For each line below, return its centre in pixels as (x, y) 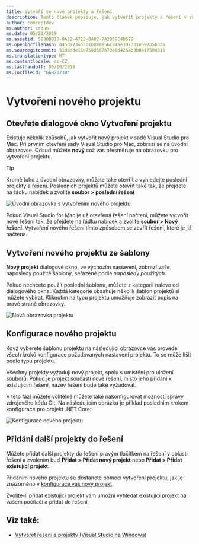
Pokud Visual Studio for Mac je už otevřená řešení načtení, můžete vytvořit (97, 215)
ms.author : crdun (28, 28)
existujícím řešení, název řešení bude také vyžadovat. (71, 385)
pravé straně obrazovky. (36, 304)
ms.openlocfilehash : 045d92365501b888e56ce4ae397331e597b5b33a (86, 45)
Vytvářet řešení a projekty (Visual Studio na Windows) (81, 535)
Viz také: (23, 521)
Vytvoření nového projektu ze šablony (78, 253)
